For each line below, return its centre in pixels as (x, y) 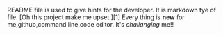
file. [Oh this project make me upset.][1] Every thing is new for (96, 17)
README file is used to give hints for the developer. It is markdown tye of (112, 10)
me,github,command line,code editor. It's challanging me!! (91, 24)
